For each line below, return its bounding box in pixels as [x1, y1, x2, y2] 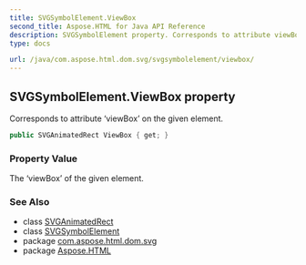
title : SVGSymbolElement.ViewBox [9, 13, 137, 23]
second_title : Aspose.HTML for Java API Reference [9, 22, 206, 31]
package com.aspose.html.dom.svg [22, 236, 158, 247]
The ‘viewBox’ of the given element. [9, 173, 144, 184]
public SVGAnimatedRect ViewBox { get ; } [9, 130, 169, 139]
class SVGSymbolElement [22, 226, 120, 237]
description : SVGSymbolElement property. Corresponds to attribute [9, 30, 271, 39]
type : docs [9, 38, 51, 48]
